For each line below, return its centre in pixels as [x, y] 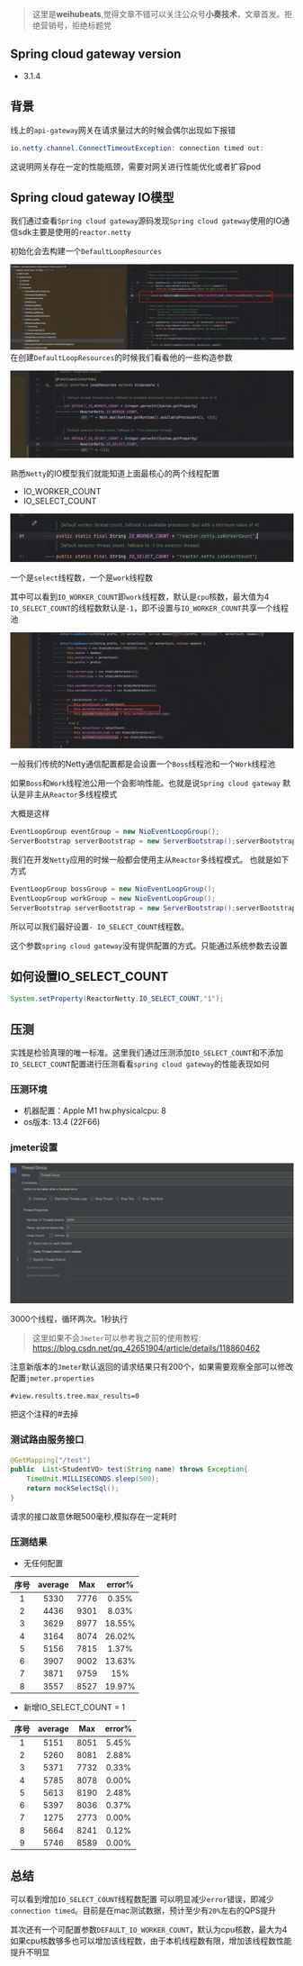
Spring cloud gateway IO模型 [92, 197]
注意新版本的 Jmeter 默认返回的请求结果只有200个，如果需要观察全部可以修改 [152, 1367]
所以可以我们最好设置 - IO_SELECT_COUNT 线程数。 [100, 926]
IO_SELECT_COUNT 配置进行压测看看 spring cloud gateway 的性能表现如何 [140, 1064]
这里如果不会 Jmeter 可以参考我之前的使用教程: [116, 1338]
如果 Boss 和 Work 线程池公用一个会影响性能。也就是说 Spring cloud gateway [146, 784]
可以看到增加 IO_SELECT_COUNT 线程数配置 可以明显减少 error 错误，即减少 [143, 1899]
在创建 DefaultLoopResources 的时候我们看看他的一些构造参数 [121, 358]
